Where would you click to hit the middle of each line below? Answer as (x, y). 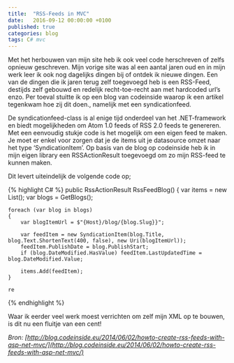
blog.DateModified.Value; (45, 259)
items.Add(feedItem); (52, 272)
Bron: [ (17, 338)
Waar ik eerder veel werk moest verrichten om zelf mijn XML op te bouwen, (117, 317)
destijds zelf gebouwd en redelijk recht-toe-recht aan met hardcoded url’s (114, 90)
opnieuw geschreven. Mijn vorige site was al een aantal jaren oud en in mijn (117, 67)
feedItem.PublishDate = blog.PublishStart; (85, 247)
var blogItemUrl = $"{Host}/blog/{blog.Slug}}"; (93, 222)
